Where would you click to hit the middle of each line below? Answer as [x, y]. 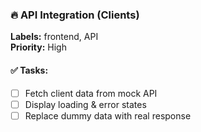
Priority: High [38, 47]
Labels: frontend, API [54, 37]
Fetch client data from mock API [91, 93]
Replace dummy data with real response [108, 115]
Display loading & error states [85, 104]
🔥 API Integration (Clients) [75, 15]
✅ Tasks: [29, 70]
